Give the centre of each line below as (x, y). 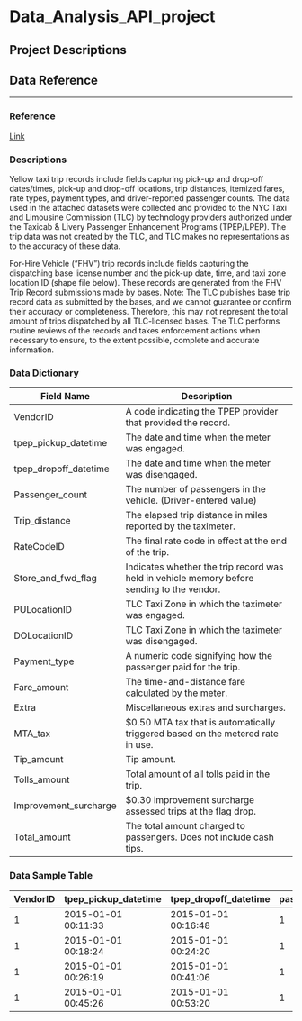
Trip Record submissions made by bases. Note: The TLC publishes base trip (150, 292)
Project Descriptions (68, 50)
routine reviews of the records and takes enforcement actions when (135, 330)
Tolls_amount (42, 779)
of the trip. (147, 552)
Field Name (65, 397)
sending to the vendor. (173, 589)
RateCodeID (39, 547)
